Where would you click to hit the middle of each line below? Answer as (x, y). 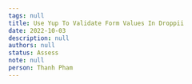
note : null (26, 61)
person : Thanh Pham (41, 68)
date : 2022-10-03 (37, 30)
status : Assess (34, 53)
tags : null (26, 16)
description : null (39, 38)
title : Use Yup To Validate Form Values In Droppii (96, 23)
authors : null (32, 46)
